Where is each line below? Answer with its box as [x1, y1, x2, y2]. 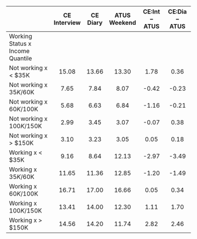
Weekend [109, 19, 137, 26]
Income [9, 47, 30, 55]
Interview [53, 19, 81, 26]
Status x [9, 39, 32, 48]
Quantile [9, 54, 32, 62]
